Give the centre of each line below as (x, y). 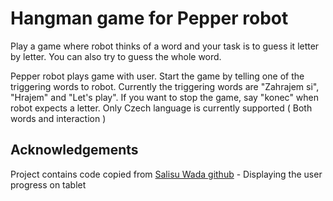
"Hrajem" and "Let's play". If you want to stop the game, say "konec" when (165, 97)
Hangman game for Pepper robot (149, 18)
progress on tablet (48, 184)
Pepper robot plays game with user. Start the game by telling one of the (157, 76)
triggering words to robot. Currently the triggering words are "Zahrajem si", (165, 86)
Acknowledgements (74, 150)
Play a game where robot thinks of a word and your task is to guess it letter (165, 46)
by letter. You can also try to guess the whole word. (116, 56)
